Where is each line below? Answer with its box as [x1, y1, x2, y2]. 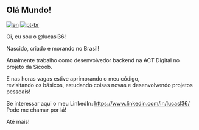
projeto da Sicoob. [6, 63, 53, 70]
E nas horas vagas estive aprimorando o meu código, [6, 74, 140, 82]
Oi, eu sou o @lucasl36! [6, 33, 66, 40]
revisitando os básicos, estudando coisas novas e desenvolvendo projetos [6, 81, 193, 88]
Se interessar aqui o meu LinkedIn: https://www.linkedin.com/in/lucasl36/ [6, 99, 190, 107]
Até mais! [6, 118, 30, 125]
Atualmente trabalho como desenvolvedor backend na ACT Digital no [6, 56, 180, 63]
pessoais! [6, 88, 30, 95]
